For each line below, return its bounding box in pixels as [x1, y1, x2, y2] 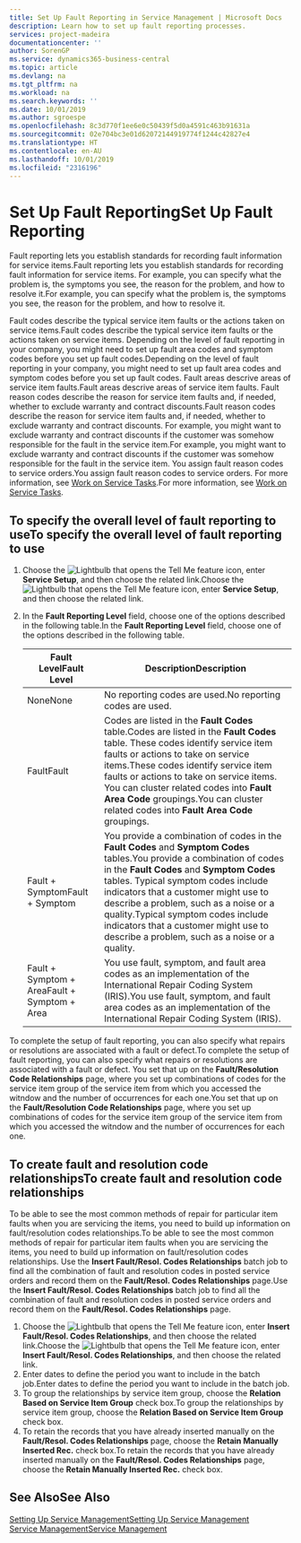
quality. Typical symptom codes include [104, 908, 269, 921]
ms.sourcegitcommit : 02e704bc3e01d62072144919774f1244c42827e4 [9, 130, 251, 139]
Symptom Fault [26, 886, 89, 898]
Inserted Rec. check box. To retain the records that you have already [21, 1444, 275, 1455]
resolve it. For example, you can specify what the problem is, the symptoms [9, 289, 287, 299]
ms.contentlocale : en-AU [9, 146, 102, 155]
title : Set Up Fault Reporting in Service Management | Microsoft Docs [9, 13, 282, 22]
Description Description [144, 663, 247, 675]
